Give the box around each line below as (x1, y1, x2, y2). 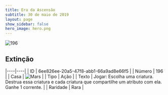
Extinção (5, 55, 34, 63)
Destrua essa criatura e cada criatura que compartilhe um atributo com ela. (5, 79, 162, 85)
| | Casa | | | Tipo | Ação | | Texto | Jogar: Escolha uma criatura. (5, 73, 154, 79)
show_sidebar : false (5, 21, 49, 27)
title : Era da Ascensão (5, 7, 56, 13)
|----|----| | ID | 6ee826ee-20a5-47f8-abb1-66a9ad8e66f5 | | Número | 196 (5, 68, 163, 74)
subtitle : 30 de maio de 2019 (5, 12, 69, 17)
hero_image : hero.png (5, 26, 51, 31)
